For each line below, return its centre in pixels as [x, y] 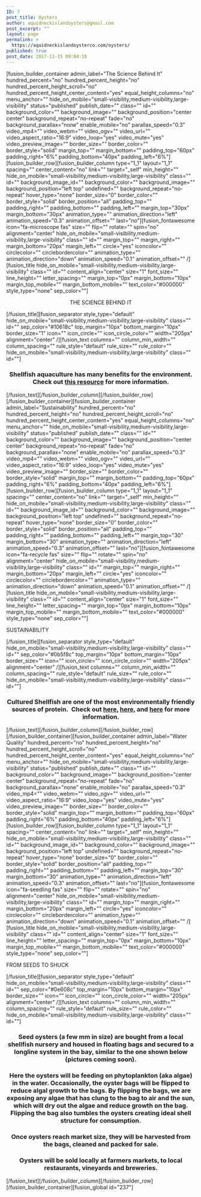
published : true [26, 51]
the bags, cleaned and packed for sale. [101, 1144]
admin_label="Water [162, 736]
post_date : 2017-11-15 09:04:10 [46, 56]
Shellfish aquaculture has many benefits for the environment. [101, 374]
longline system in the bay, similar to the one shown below [101, 1052]
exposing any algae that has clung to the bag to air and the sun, [101, 1098]
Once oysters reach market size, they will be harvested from [101, 1136]
